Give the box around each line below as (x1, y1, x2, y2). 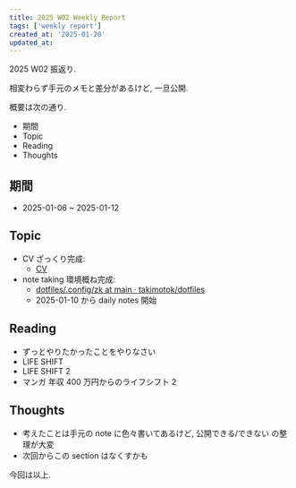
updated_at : (9, 38, 54, 47)
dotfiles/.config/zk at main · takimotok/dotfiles (35, 284, 206, 295)
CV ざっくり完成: (21, 253, 86, 264)
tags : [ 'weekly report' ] (9, 21, 102, 30)
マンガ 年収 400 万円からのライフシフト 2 (21, 376, 177, 387)
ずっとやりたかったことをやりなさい (21, 346, 156, 356)
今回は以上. (9, 469, 52, 480)
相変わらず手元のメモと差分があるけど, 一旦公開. (9, 82, 189, 94)
